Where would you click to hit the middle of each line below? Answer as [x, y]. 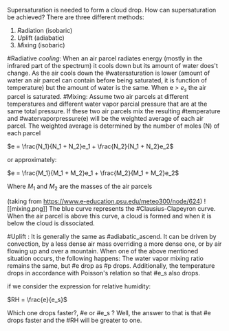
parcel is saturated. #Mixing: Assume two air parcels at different [98, 96]
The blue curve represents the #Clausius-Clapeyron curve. [132, 208]
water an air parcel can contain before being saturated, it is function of [107, 80]
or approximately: [32, 159]
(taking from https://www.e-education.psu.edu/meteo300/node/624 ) [105, 201]
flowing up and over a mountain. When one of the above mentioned [103, 251]
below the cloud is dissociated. [51, 223]
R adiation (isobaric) [45, 31]
